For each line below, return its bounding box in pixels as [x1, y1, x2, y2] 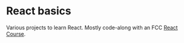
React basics [6, 4, 71, 18]
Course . [6, 30, 26, 37]
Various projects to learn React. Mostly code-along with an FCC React [6, 24, 178, 31]
